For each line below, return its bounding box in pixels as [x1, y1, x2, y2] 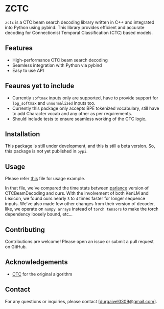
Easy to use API [12, 67, 44, 73]
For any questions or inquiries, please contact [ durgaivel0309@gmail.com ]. [5, 298, 158, 304]
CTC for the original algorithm [12, 271, 72, 277]
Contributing [5, 225, 45, 234]
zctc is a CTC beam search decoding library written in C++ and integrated [5, 19, 155, 25]
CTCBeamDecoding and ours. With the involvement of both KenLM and [5, 190, 149, 196]
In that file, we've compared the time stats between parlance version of [5, 185, 149, 191]
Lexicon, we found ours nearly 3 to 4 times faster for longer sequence [5, 195, 145, 202]
